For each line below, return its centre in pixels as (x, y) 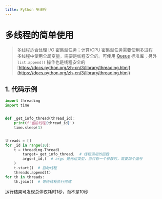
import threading (23, 101)
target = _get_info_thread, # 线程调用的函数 (66, 155)
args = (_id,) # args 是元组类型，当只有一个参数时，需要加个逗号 (83, 159)
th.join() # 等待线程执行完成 (43, 181)
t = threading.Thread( (37, 150)
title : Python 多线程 (26, 10)
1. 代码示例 (21, 89)
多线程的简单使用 (40, 35)
